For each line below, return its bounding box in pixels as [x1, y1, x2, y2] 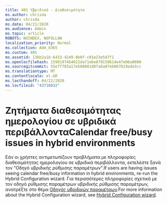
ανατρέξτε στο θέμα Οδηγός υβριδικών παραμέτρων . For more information [5, 186, 162, 192]
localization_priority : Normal [5, 41, 71, 46]
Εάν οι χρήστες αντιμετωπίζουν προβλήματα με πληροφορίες [5, 154, 136, 160]
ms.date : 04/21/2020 [5, 21, 49, 27]
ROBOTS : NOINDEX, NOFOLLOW [5, 36, 62, 41]
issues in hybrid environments [5, 137, 136, 149]
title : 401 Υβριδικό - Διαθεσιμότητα [5, 7, 85, 13]
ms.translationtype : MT [5, 69, 56, 74]
